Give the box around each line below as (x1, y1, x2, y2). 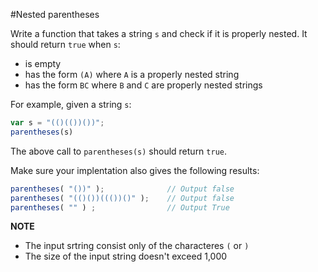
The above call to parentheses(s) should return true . (10, 145, 228, 157)
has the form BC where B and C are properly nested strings (24, 79, 263, 91)
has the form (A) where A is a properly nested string (24, 69, 240, 80)
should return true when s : (10, 39, 121, 50)
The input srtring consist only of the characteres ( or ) (24, 240, 250, 252)
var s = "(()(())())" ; (10, 118, 105, 128)
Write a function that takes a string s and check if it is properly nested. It (10, 28, 308, 39)
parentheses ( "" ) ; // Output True (10, 202, 230, 213)
